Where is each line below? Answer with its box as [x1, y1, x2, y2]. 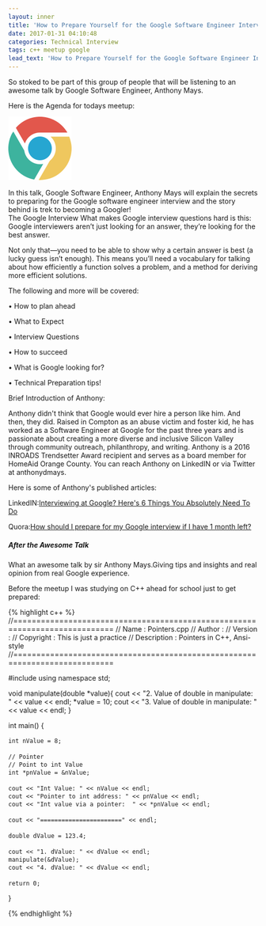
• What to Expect [8, 317, 65, 326]
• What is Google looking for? [8, 362, 104, 372]
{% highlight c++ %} [8, 607, 75, 617]
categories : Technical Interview [8, 38, 119, 46]
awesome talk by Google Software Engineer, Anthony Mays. [8, 85, 203, 95]
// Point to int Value [8, 761, 83, 769]
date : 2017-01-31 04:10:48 [8, 29, 97, 37]
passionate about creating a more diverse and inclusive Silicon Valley [8, 434, 234, 443]
